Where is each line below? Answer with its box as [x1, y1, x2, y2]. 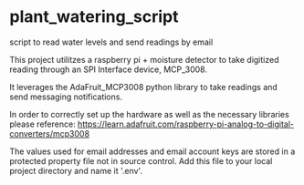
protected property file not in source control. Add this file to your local [9, 155, 273, 166]
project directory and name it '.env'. [9, 165, 143, 176]
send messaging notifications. [9, 91, 123, 102]
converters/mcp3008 [9, 128, 89, 139]
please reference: [9, 118, 76, 129]
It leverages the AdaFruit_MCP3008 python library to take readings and [9, 81, 278, 92]
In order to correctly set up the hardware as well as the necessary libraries [9, 108, 289, 119]
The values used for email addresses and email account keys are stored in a [9, 146, 296, 157]
